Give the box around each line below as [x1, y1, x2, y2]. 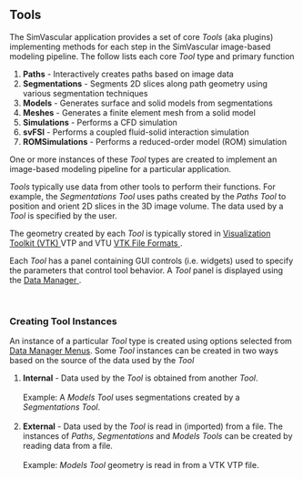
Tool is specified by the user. [9, 209, 117, 221]
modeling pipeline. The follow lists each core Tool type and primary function [9, 50, 295, 62]
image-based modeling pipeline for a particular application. [9, 163, 232, 174]
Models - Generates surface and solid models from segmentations [22, 97, 273, 108]
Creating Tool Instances [9, 314, 117, 327]
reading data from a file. [22, 441, 114, 452]
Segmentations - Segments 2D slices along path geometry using [22, 77, 268, 89]
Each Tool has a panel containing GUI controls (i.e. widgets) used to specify [9, 255, 294, 266]
